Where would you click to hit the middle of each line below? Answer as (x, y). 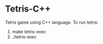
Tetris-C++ (28, 9)
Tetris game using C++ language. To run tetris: (52, 22)
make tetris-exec (29, 31)
